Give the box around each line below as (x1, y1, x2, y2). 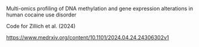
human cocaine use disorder (6, 11, 76, 18)
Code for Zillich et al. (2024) (6, 23, 76, 29)
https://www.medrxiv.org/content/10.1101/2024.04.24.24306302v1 (6, 34, 169, 41)
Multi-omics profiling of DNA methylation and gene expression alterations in (6, 5, 193, 12)
